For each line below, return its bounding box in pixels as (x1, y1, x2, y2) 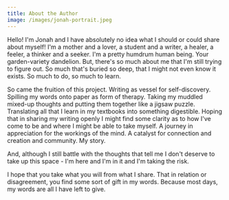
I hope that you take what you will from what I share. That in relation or (7, 170, 207, 179)
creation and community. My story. (7, 136, 106, 144)
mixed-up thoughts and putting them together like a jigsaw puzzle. (7, 100, 195, 108)
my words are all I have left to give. (7, 185, 106, 193)
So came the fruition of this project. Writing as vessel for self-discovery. (7, 85, 211, 93)
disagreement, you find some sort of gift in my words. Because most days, (7, 177, 218, 186)
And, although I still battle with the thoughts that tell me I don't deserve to (7, 149, 215, 158)
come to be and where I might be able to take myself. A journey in (7, 122, 193, 130)
